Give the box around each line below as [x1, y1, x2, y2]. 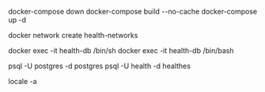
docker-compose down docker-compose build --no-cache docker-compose [8, 7, 258, 16]
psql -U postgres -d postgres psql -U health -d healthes [8, 61, 191, 71]
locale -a [8, 77, 37, 86]
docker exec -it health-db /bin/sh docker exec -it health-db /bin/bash [8, 46, 234, 55]
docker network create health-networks [8, 31, 138, 40]
